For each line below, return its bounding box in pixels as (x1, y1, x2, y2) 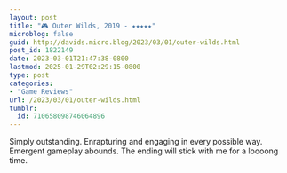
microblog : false (9, 29, 74, 38)
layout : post (9, 12, 58, 22)
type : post (9, 71, 50, 80)
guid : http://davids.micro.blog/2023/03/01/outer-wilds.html (9, 37, 241, 47)
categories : (9, 79, 53, 88)
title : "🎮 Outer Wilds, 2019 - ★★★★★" (9, 21, 156, 30)
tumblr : (9, 104, 38, 113)
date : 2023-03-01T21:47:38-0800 (9, 54, 129, 63)
